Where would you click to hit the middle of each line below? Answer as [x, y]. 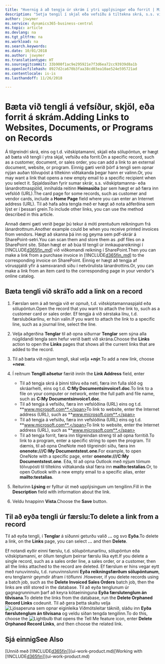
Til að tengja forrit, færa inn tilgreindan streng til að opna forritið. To [87, 435]
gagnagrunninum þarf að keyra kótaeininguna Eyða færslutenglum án [76, 593]
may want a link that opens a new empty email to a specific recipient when [81, 178]
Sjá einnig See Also [34, 639]
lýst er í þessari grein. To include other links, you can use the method [74, 209]
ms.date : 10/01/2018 [26, 51]
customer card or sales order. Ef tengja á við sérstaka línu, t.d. [75, 314]
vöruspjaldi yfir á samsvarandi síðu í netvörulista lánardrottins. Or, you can [79, 265]
